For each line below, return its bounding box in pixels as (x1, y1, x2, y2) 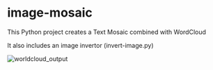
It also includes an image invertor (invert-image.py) (7, 41, 154, 49)
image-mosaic (7, 5, 93, 21)
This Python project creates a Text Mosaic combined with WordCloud (7, 28, 207, 36)
